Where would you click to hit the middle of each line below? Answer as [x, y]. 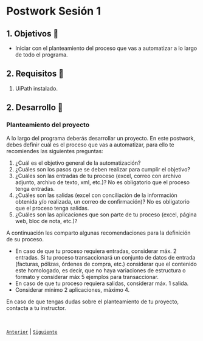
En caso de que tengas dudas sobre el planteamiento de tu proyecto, [93, 301]
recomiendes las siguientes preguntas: [55, 151]
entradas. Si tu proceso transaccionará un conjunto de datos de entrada [105, 257]
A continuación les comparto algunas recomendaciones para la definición [98, 233]
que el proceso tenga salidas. [52, 208]
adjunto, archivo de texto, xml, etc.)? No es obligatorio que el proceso [102, 182]
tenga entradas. [35, 188]
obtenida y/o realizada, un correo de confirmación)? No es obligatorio [102, 201]
